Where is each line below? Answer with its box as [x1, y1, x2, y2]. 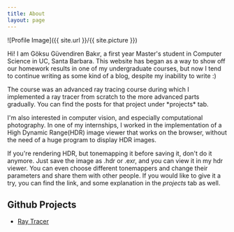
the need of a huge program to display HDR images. [7, 135, 157, 144]
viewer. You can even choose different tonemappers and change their [7, 164, 208, 172]
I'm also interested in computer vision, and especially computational [7, 113, 203, 122]
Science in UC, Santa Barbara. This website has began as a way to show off [7, 56, 226, 65]
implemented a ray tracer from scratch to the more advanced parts [7, 92, 200, 101]
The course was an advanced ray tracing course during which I [7, 85, 190, 93]
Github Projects [7, 199, 77, 210]
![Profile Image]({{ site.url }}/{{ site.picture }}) [7, 36, 138, 44]
